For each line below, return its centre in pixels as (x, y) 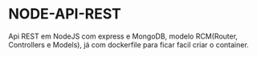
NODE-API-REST (65, 14)
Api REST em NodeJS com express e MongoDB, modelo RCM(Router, (123, 36)
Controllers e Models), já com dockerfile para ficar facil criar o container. (128, 44)
